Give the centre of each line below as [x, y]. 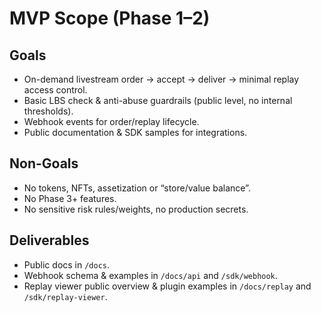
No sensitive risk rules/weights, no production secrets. [136, 209]
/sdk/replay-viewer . [65, 296]
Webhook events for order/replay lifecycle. [111, 121]
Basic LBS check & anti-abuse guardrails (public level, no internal [158, 100]
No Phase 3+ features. [70, 198]
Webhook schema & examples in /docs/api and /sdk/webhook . [150, 275]
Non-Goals [44, 163]
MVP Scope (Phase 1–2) [110, 18]
